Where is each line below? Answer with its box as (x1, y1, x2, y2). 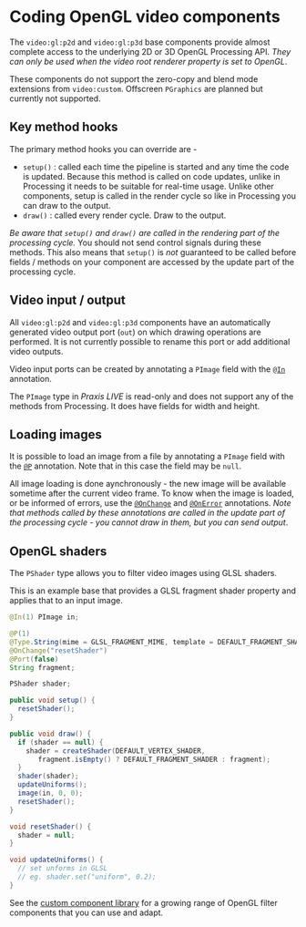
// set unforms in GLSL (17, 864, 107, 873)
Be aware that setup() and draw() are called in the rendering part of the (9, 227, 280, 238)
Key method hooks (9, 119, 118, 135)
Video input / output (9, 293, 126, 308)
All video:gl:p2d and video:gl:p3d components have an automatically (9, 316, 271, 327)
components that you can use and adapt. (9, 907, 164, 918)
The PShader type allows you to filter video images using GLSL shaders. (9, 568, 278, 579)
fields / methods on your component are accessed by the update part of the (9, 256, 294, 267)
